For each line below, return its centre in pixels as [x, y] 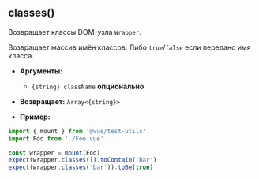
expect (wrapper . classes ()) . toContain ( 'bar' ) [83, 160]
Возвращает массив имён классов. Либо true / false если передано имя [129, 47]
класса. [21, 55]
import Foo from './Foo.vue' [56, 138]
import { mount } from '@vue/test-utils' [77, 131]
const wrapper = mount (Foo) [54, 153]
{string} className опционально [88, 86]
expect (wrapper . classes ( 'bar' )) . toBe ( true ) [81, 168]
